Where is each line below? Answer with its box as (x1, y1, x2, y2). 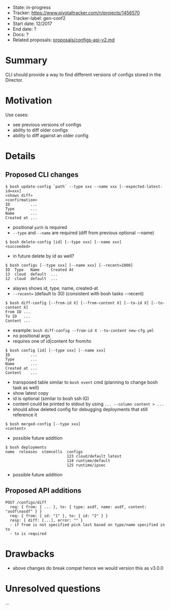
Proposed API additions (5, 487, 81, 495)
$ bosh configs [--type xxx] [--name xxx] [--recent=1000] (5, 263, 133, 268)
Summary (5, 55, 47, 66)
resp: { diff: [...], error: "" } (10, 518, 83, 523)
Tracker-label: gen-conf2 (12, 15, 66, 21)
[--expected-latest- (119, 184, 163, 189)
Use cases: (5, 112, 29, 118)
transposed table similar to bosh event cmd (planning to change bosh (12, 379, 158, 385)
